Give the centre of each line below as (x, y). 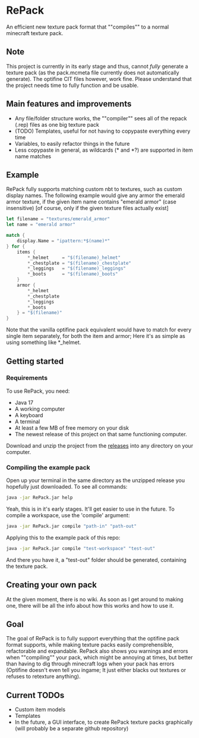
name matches (33, 156)
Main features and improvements (69, 104)
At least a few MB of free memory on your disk (72, 428)
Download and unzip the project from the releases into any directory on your (100, 445)
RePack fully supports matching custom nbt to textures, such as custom (94, 189)
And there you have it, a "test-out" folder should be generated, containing (97, 559)
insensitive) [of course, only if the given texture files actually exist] (87, 208)
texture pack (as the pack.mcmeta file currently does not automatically (93, 73)
